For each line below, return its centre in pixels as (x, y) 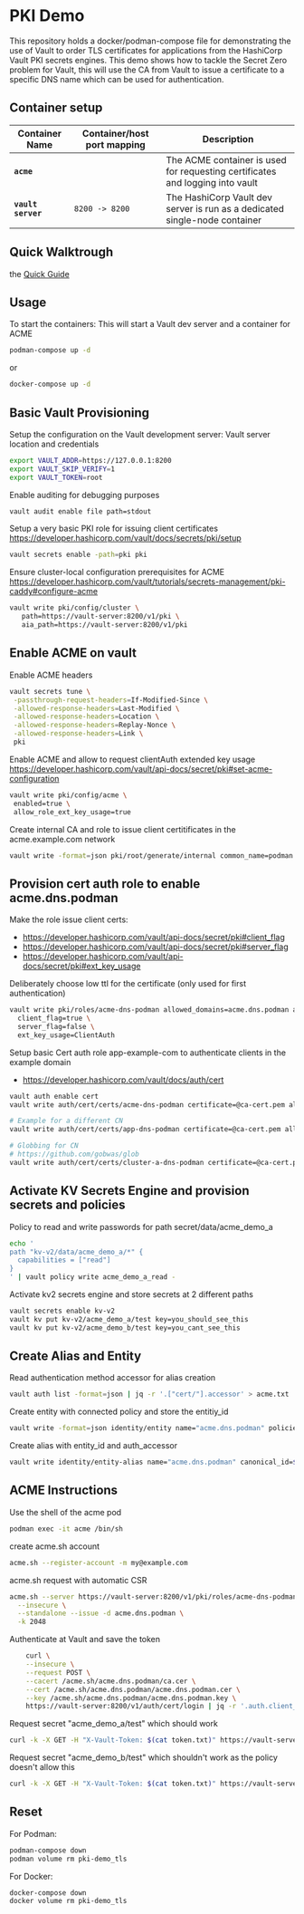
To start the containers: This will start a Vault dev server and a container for (150, 324)
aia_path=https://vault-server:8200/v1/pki (104, 625)
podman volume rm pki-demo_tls (68, 1859)
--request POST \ (58, 1672)
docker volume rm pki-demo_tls (68, 1901)
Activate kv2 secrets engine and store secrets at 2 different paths (131, 1294)
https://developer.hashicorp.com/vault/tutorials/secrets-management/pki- (147, 582)
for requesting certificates (221, 171)
